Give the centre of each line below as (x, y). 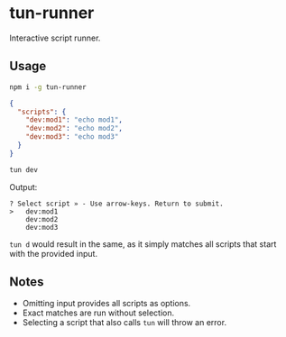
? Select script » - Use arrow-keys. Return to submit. (116, 204)
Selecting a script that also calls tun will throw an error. (125, 323)
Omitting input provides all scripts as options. (106, 304)
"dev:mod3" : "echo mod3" (72, 137)
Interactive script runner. (55, 38)
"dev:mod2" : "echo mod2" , (74, 129)
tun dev (24, 169)
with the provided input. (53, 253)
